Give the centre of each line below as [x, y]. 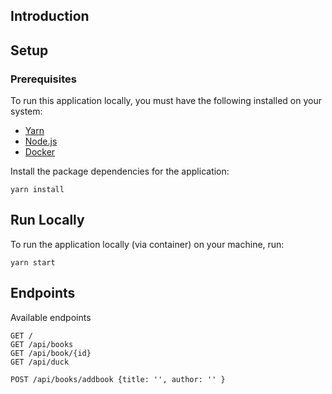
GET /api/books [42, 344]
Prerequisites [43, 79]
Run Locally [47, 220]
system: [26, 111]
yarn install [37, 190]
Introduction [50, 16]
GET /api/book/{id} [51, 353]
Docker [40, 152]
